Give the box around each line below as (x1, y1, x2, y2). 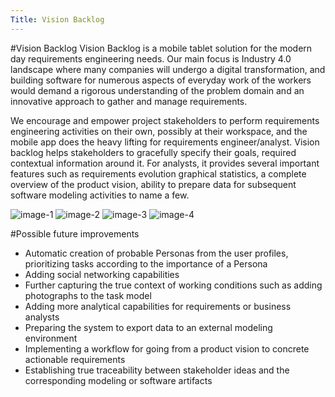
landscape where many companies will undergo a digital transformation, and (10, 63, 326, 75)
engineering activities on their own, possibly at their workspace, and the (10, 125, 308, 137)
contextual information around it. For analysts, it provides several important (10, 157, 320, 169)
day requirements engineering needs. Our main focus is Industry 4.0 (10, 52, 292, 65)
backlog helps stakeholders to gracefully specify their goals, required (10, 146, 297, 158)
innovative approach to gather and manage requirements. (10, 95, 248, 107)
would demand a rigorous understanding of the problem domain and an (10, 84, 305, 96)
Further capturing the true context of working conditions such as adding (24, 279, 323, 291)
